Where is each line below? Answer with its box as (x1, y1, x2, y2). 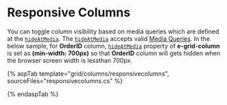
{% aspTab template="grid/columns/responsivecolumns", (7, 70, 169, 78)
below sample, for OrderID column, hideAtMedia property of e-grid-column (7, 42, 221, 50)
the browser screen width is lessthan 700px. (7, 56, 132, 64)
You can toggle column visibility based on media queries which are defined (7, 27, 219, 35)
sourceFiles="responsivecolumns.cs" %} (7, 76, 123, 85)
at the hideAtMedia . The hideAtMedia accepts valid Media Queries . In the (7, 34, 211, 42)
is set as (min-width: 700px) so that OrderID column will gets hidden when (7, 49, 221, 57)
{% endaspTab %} (7, 90, 59, 98)
